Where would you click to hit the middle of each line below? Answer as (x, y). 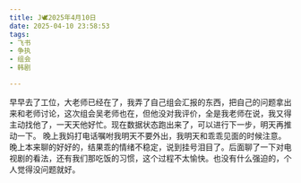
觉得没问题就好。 (48, 169)
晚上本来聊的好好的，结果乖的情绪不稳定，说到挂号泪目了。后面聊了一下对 (146, 147)
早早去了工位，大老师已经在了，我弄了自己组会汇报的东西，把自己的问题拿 (146, 102)
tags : (19, 34)
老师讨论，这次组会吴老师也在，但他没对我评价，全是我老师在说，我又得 (158, 113)
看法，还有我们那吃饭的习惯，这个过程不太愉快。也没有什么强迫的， (158, 158)
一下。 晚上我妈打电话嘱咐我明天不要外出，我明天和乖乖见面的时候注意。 (151, 135)
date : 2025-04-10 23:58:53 (60, 26)
